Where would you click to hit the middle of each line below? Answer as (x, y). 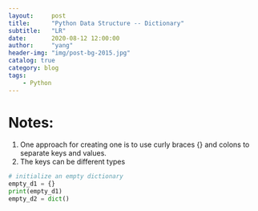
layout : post (37, 16)
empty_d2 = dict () (39, 199)
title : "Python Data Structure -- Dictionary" (96, 23)
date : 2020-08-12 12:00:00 (64, 38)
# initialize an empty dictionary (66, 177)
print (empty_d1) (35, 192)
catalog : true (32, 61)
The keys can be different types (73, 162)
